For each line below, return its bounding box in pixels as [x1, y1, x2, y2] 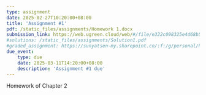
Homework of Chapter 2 [6, 82, 67, 90]
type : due [17, 54, 43, 60]
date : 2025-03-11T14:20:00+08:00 [17, 60, 103, 66]
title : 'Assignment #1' [6, 20, 67, 26]
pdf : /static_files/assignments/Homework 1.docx [6, 26, 133, 32]
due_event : [6, 49, 34, 55]
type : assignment [6, 9, 51, 15]
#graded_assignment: [6, 43, 59, 49]
